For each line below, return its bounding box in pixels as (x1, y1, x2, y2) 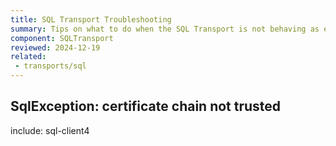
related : (10, 52, 47, 62)
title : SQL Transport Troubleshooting (10, 14, 172, 25)
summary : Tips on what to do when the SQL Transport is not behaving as (10, 24, 320, 34)
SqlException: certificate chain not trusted (10, 98, 282, 115)
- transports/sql (14, 61, 87, 71)
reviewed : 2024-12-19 (10, 42, 101, 53)
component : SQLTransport (10, 33, 114, 43)
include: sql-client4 (10, 124, 90, 136)
